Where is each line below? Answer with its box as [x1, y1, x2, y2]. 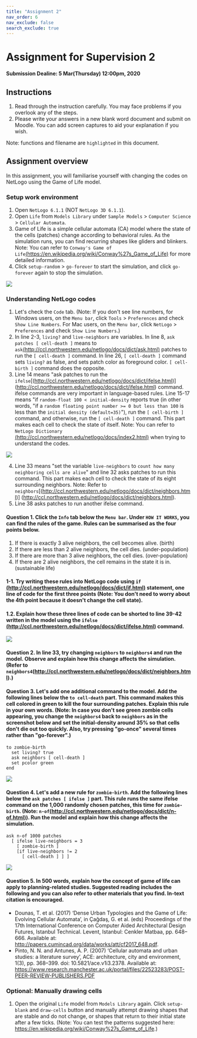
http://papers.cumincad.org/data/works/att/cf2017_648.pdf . [14, 941, 159, 948]
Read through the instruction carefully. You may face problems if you [14, 103, 182, 110]
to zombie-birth [6, 745, 46, 751]
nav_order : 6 [6, 14, 38, 20]
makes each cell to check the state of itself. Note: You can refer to [14, 421, 175, 428]
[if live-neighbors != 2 [16, 849, 78, 854]
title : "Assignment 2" [6, 8, 62, 15]
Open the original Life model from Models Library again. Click [14, 1000, 166, 1007]
